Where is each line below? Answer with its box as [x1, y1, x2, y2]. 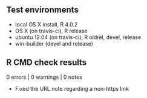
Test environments [6, 5, 79, 15]
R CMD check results [6, 57, 87, 68]
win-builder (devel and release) [15, 40, 94, 47]
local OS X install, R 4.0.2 [15, 20, 78, 28]
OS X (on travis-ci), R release [15, 27, 88, 34]
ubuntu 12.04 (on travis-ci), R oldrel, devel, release [15, 33, 142, 41]
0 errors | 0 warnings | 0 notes [6, 73, 83, 81]
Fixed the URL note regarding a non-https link [15, 85, 129, 92]
